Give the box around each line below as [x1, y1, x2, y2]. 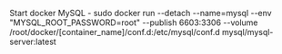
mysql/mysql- [221, 27, 274, 37]
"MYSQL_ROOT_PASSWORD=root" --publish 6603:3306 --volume [9, 17, 258, 28]
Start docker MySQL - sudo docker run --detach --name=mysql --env [9, 8, 272, 18]
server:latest [9, 36, 56, 47]
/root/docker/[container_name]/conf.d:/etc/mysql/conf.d [9, 27, 220, 37]
